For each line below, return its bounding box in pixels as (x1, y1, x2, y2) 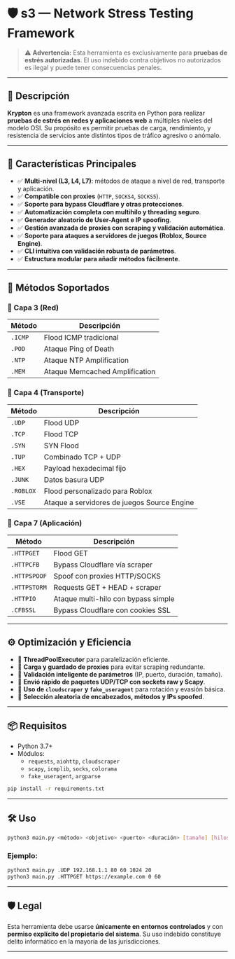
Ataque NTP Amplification (43, 355, 129, 365)
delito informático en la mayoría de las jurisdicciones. (7, 937, 161, 946)
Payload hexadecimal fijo (43, 463, 127, 473)
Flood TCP (43, 429, 79, 439)
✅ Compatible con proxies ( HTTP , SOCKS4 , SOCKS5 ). (17, 192, 161, 200)
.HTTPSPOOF (10, 572, 47, 580)
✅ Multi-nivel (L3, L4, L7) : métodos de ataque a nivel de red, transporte (17, 177, 225, 185)
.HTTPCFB (10, 560, 40, 568)
